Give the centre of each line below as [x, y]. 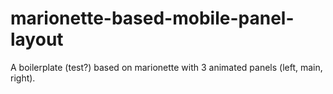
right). [23, 78]
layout [37, 39]
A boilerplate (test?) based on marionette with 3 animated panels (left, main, [166, 67]
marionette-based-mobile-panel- [152, 18]
